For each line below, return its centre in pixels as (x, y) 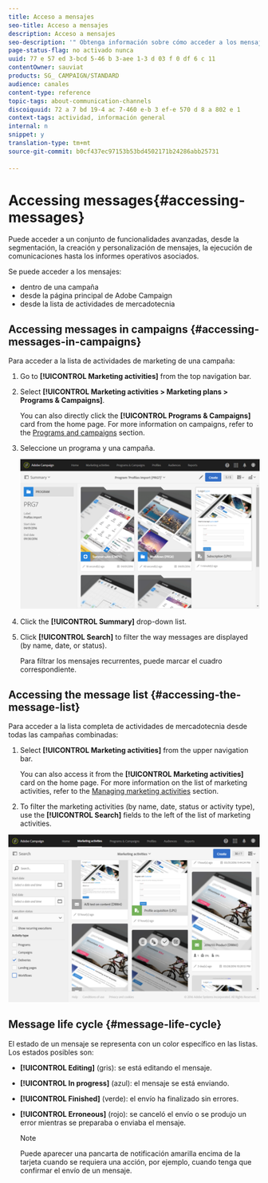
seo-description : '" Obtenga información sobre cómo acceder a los (123, 42)
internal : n (28, 126)
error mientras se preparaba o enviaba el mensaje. (102, 1122)
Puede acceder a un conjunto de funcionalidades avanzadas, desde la (124, 239)
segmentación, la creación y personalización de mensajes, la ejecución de (130, 248)
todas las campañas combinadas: (63, 735)
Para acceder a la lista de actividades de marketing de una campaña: (122, 361)
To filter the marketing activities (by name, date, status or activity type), (137, 806)
